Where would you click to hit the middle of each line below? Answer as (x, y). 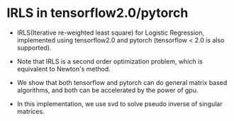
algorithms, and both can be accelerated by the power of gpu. (107, 90)
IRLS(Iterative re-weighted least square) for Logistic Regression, (111, 33)
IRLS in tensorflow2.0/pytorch (97, 13)
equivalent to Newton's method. (63, 69)
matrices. (30, 111)
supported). (34, 47)
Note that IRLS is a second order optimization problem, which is (110, 61)
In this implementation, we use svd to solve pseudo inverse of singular (119, 103)
